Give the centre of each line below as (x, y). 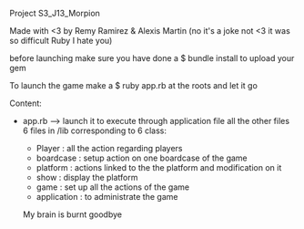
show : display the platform (87, 177)
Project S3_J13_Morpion (55, 13)
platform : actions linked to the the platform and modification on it (159, 167)
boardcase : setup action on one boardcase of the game (142, 158)
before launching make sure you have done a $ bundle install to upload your (152, 58)
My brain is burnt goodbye (72, 214)
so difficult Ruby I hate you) (61, 41)
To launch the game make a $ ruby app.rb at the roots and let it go (133, 85)
